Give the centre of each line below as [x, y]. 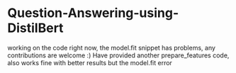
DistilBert [35, 28]
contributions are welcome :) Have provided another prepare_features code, [118, 55]
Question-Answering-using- [93, 13]
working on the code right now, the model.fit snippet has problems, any [112, 47]
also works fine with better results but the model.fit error [90, 62]
